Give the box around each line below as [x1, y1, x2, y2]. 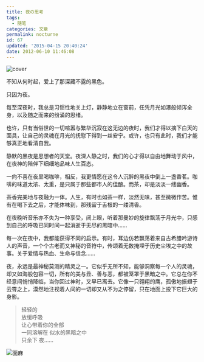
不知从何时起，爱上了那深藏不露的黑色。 [6, 77, 107, 85]
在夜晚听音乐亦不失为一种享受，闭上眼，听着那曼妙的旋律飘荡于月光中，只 [6, 214, 192, 221]
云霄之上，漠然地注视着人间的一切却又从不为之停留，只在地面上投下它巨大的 [6, 285, 198, 293]
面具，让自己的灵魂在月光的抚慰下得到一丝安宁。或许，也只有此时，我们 [6, 131, 187, 139]
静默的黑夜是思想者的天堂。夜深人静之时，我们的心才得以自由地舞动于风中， [6, 152, 198, 159]
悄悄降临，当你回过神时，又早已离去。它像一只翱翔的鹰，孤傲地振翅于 [22, 277, 198, 285]
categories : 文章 [6, 26, 49, 32]
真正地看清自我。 [11, 139, 55, 147]
